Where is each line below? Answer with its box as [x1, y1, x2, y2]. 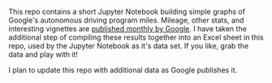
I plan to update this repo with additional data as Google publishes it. [8, 65, 238, 75]
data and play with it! [8, 50, 79, 59]
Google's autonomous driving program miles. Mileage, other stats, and [8, 15, 244, 25]
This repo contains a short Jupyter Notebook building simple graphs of [8, 7, 246, 16]
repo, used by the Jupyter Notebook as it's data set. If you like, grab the [8, 41, 249, 51]
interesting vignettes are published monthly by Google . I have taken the [8, 24, 248, 33]
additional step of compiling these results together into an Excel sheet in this [8, 32, 264, 42]
